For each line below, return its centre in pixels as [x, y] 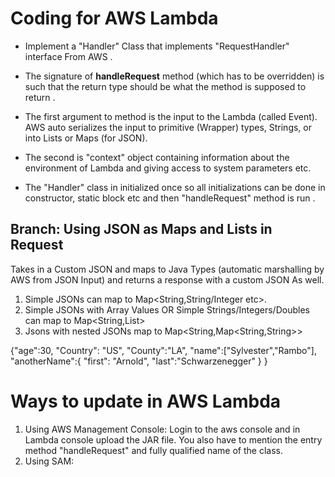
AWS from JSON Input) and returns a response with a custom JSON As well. [167, 279]
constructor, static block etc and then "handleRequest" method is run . [170, 198]
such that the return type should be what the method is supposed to [165, 86]
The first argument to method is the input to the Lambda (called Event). [171, 116]
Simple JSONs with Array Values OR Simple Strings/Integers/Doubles [167, 309]
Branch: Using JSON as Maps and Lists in [141, 229]
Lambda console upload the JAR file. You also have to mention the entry [173, 439]
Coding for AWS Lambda [114, 18]
